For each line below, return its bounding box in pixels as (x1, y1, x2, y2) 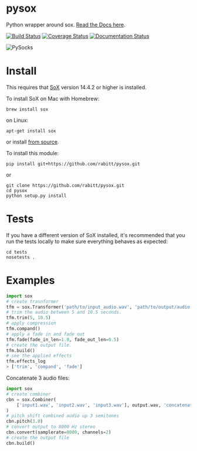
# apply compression (6, 320, 57, 326)
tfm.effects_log (6, 358, 46, 364)
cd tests (6, 249, 28, 255)
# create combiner (6, 391, 51, 397)
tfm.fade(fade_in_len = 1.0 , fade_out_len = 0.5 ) (6, 336, 119, 343)
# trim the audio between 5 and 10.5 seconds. (6, 309, 122, 315)
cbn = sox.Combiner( (6, 397, 57, 402)
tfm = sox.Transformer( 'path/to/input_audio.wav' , (6, 304, 133, 310)
